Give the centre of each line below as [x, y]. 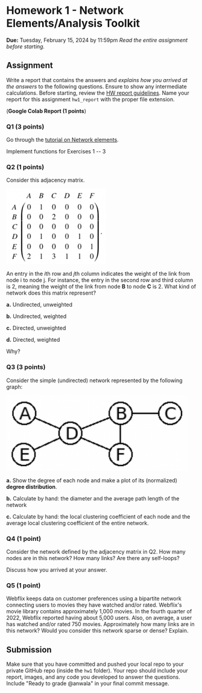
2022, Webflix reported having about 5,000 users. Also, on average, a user [99, 618]
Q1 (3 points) [25, 126]
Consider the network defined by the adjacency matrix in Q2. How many [96, 551]
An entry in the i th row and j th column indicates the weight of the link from [98, 274]
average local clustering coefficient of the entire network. [77, 523]
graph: [14, 386]
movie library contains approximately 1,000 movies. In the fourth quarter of [99, 612]
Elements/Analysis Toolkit [73, 23]
